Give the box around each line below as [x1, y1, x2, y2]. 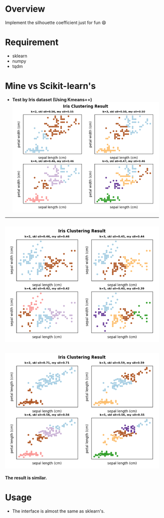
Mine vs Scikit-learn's [5, 81, 96, 91]
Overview [5, 3, 45, 15]
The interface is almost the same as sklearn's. [12, 508, 105, 514]
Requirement [5, 37, 59, 48]
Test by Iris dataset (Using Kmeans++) [12, 96, 92, 102]
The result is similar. [5, 475, 47, 481]
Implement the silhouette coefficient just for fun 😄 [5, 20, 106, 25]
